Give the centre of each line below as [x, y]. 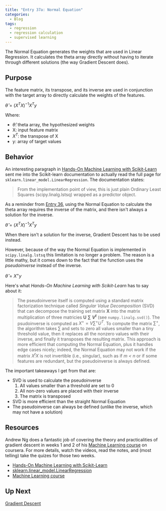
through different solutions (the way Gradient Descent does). [67, 62]
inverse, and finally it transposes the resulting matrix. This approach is [89, 339]
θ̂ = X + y [13, 275]
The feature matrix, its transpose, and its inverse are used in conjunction [79, 89]
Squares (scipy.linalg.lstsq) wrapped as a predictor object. [77, 194]
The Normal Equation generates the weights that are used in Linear [74, 51]
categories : [17, 14]
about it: [14, 291]
